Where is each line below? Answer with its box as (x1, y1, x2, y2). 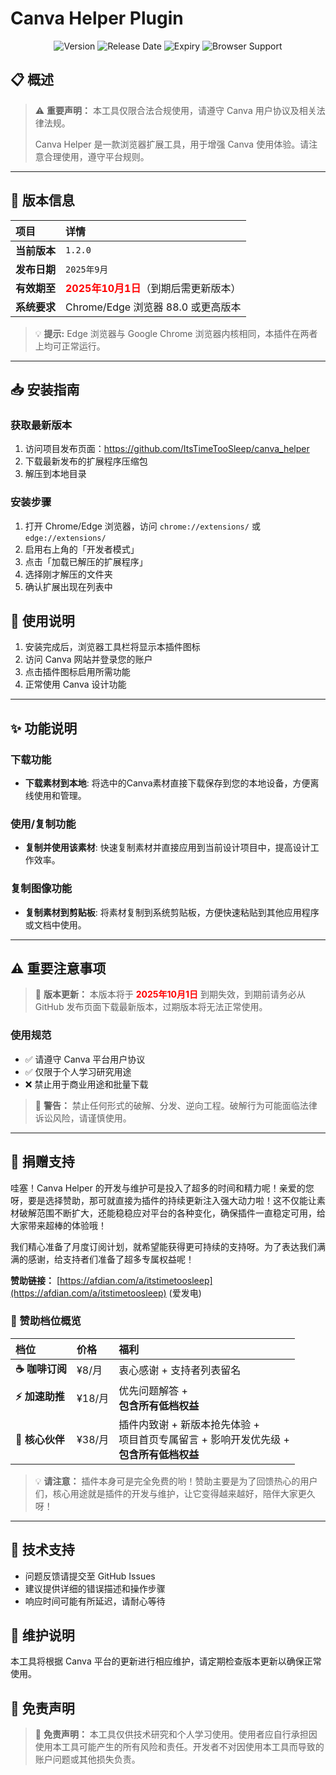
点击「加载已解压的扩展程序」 (24, 555, 148, 567)
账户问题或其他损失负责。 (34, 1753, 141, 1766)
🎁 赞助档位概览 (10, 1314, 82, 1328)
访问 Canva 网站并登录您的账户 (24, 653, 153, 666)
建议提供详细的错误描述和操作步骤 (24, 1582, 166, 1594)
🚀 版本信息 (10, 192, 75, 209)
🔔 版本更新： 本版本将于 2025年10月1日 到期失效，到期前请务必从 (34, 988, 307, 1001)
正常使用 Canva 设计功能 (24, 678, 127, 691)
